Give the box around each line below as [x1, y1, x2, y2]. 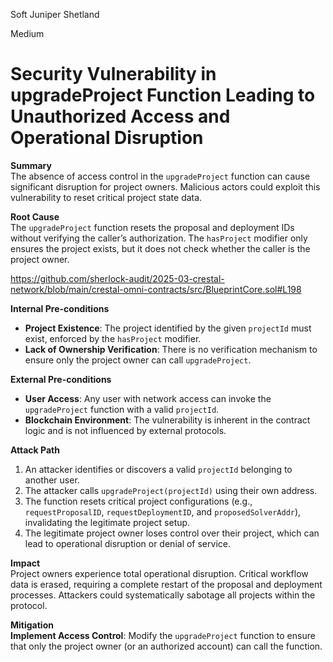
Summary [10, 159, 52, 171]
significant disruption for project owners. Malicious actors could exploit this [10, 180, 321, 193]
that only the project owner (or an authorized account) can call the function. [10, 640, 323, 652]
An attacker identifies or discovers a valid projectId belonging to [24, 463, 293, 475]
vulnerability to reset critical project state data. [10, 191, 203, 203]
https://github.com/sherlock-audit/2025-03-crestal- [10, 272, 225, 284]
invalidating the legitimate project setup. [24, 516, 191, 528]
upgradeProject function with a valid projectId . [24, 403, 220, 415]
